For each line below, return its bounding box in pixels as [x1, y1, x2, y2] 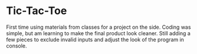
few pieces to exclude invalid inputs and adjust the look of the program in [6, 36, 185, 43]
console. [6, 42, 28, 49]
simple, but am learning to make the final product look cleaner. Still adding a [6, 29, 191, 36]
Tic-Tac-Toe [6, 4, 67, 18]
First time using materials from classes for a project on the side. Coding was [6, 23, 191, 31]
